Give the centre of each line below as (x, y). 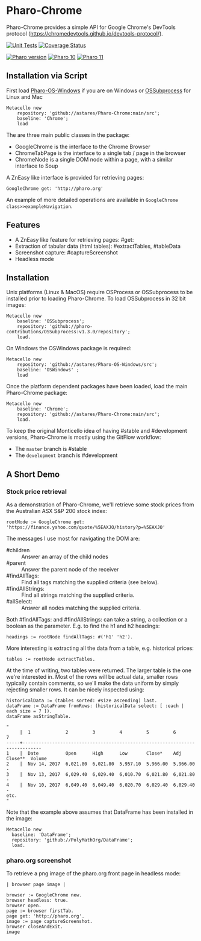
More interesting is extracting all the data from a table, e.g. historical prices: (100, 648)
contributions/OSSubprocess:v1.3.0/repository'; (68, 332)
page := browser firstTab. (40, 911)
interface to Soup (36, 166)
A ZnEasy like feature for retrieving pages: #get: (74, 239)
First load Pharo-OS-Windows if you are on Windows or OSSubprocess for (99, 90)
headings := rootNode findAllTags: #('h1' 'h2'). (70, 637)
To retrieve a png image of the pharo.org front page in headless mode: (94, 873)
